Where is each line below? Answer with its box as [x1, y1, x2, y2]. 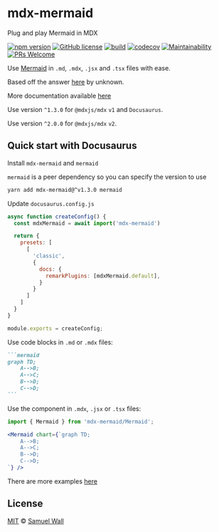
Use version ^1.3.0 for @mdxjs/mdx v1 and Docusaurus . [7, 105, 164, 113]
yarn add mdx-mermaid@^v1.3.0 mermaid [7, 186, 122, 193]
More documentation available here [7, 91, 112, 100]
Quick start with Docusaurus [7, 140, 137, 152]
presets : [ [20, 239, 53, 247]
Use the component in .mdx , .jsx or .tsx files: [7, 404, 141, 413]
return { [14, 232, 40, 240]
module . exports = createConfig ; [7, 324, 103, 332]
